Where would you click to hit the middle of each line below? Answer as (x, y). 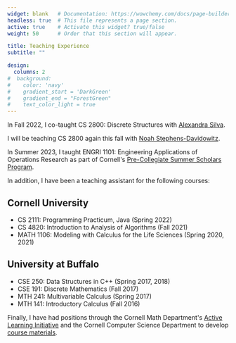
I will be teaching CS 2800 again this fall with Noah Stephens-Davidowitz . (114, 139)
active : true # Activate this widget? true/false (86, 27)
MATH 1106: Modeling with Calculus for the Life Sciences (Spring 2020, (121, 235)
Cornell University (48, 202)
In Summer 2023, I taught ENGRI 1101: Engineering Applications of (103, 152)
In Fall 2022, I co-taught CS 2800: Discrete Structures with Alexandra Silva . (117, 125)
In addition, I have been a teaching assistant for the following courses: (109, 181)
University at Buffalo (53, 264)
